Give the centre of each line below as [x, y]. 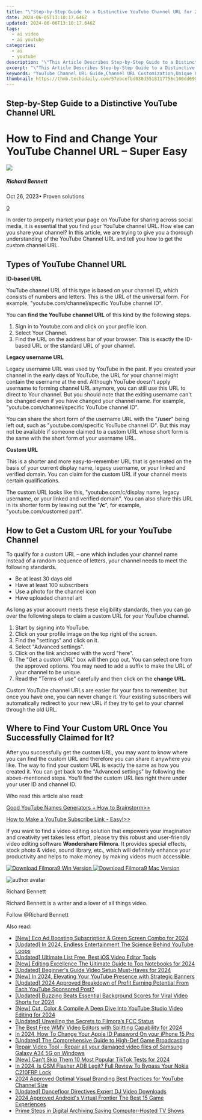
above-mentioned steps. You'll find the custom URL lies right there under [97, 778]
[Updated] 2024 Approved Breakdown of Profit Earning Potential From [102, 983]
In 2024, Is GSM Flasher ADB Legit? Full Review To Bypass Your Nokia [102, 1066]
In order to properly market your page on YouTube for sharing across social [99, 220]
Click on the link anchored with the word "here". [74, 653]
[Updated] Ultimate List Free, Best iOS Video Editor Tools [85, 957]
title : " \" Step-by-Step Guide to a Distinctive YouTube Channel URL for [99, 12]
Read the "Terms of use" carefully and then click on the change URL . [100, 679]
